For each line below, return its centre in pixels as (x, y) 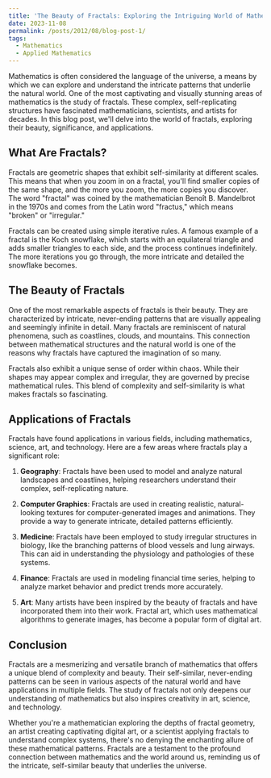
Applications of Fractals (70, 420)
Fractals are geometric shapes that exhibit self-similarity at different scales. (134, 172)
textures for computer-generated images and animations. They (151, 513)
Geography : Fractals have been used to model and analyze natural (131, 472)
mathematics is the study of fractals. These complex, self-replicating (123, 102)
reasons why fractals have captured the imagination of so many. (115, 352)
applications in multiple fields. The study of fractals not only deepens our (130, 690)
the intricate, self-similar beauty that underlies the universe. (108, 766)
